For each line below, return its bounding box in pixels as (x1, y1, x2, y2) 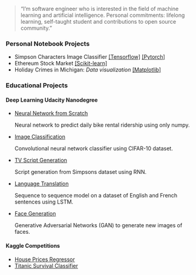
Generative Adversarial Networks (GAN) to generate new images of (14, 222, 183, 229)
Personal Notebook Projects (5, 39, 90, 48)
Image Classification (14, 133, 66, 141)
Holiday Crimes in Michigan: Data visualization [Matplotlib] (14, 66, 162, 73)
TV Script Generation (14, 157, 68, 164)
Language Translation (14, 180, 69, 187)
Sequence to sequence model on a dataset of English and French (14, 192, 178, 199)
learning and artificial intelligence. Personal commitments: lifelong (20, 12, 185, 19)
